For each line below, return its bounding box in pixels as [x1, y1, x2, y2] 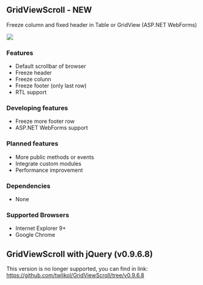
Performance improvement [15, 166, 83, 174]
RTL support [15, 89, 47, 96]
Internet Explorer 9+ [15, 224, 66, 232]
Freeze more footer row [15, 117, 75, 125]
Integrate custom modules [15, 160, 81, 167]
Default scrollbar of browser [15, 62, 87, 70]
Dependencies [6, 182, 51, 190]
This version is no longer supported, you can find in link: [6, 265, 148, 273]
